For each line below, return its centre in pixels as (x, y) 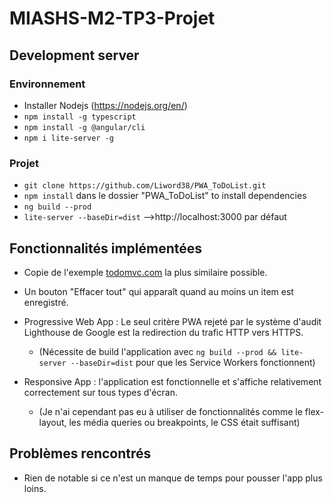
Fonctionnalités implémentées (106, 248)
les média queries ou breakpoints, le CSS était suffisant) (184, 422)
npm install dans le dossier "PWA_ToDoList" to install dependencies (165, 196)
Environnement (47, 84)
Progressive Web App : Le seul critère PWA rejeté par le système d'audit (172, 321)
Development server (74, 55)
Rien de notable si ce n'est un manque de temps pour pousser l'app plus (173, 478)
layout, (52, 422)
